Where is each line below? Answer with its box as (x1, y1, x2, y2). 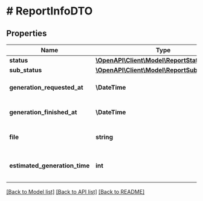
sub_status (9, 66, 42, 74)
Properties (6, 28, 47, 39)
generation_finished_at (9, 108, 77, 116)
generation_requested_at (9, 83, 83, 91)
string (95, 133, 114, 141)
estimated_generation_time (9, 161, 90, 170)
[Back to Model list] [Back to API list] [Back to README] (6, 188, 145, 195)
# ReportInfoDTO (6, 4, 93, 18)
